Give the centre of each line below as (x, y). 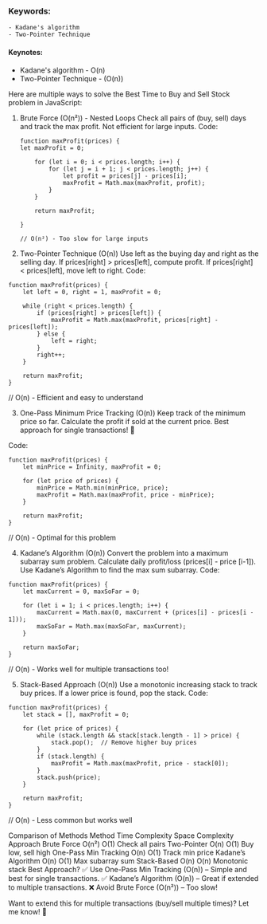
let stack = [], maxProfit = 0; (76, 714)
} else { (51, 334)
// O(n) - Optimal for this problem (62, 537)
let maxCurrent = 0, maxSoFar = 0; (81, 592)
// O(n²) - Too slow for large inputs (84, 238)
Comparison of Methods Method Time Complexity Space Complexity (121, 836)
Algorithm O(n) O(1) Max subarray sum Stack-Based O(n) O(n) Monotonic (128, 861)
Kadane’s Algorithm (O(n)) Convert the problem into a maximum (124, 552)
